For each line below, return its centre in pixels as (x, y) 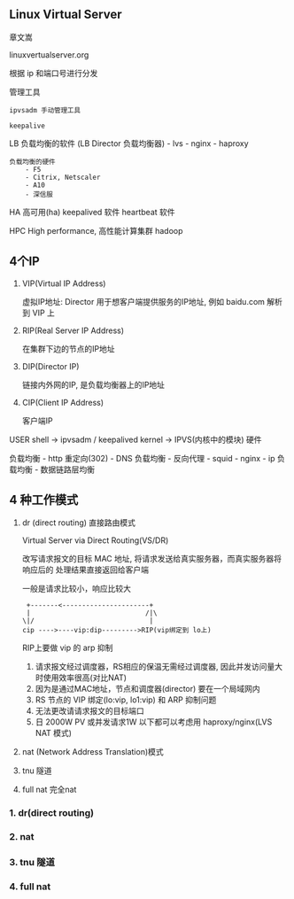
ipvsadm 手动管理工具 (45, 110)
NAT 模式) (54, 733)
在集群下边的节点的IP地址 (68, 348)
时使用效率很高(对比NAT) (81, 678)
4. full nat (30, 887)
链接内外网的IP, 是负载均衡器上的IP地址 (93, 384)
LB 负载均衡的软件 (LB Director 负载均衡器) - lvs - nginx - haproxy (129, 143)
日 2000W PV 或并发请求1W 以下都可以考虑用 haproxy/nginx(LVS (154, 722)
